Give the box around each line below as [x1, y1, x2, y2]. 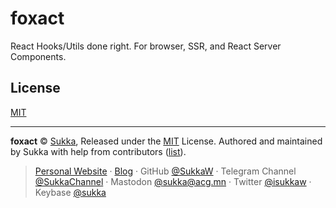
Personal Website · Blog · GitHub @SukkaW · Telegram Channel [34, 165, 297, 177]
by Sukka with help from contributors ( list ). [10, 145, 187, 157]
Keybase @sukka [34, 186, 107, 198]
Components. [10, 50, 67, 62]
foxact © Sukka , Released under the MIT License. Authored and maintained [10, 135, 323, 147]
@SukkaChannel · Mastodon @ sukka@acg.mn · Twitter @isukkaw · [34, 175, 312, 187]
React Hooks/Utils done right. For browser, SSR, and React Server [10, 40, 282, 52]
